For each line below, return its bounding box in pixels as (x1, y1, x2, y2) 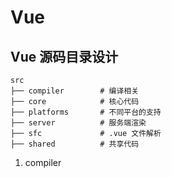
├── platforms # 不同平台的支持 (10, 107, 162, 117)
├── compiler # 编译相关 (10, 86, 140, 96)
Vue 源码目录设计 (10, 48, 119, 65)
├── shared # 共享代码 (10, 139, 140, 149)
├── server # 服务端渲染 (10, 118, 147, 128)
